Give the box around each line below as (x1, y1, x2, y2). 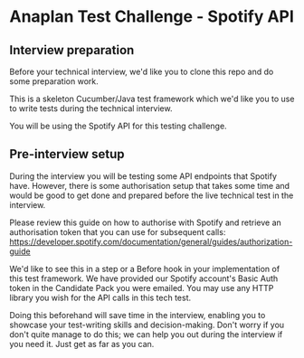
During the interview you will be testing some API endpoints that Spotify (9, 170, 278, 182)
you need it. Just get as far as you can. (9, 338, 155, 349)
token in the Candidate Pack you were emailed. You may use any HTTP (9, 282, 274, 293)
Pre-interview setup (9, 146, 125, 162)
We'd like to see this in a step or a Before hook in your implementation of (9, 263, 280, 274)
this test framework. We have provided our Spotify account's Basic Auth (9, 273, 279, 284)
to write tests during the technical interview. (9, 103, 173, 114)
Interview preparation (9, 42, 135, 58)
